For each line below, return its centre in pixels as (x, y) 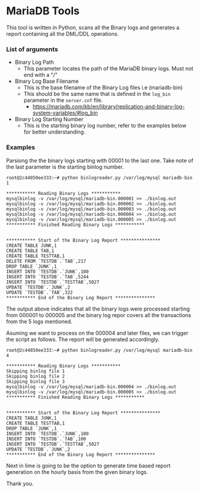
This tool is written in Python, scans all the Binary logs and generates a (93, 27)
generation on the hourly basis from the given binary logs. (77, 472)
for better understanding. (54, 132)
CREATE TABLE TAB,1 (30, 251)
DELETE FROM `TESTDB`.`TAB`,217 (46, 261)
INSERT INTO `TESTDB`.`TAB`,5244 (48, 277)
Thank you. (20, 483)
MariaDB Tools (43, 11)
